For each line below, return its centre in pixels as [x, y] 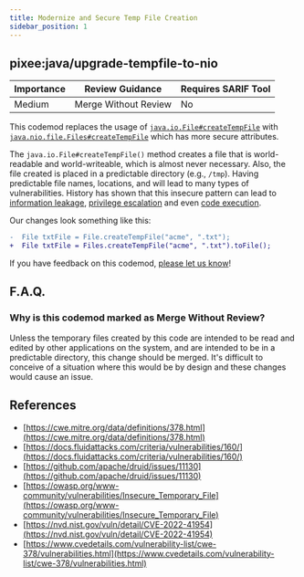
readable [26, 164]
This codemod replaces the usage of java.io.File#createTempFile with [144, 127]
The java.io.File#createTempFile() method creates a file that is [131, 154]
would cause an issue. [52, 376]
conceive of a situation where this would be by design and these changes [148, 367]
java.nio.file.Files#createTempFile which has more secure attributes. [144, 137]
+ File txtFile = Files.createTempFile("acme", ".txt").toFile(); [141, 246]
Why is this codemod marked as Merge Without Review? [137, 318]
